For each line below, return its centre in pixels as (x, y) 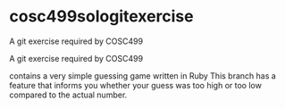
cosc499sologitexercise (101, 17)
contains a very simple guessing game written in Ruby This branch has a (143, 75)
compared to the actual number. (68, 95)
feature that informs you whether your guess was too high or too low (135, 85)
